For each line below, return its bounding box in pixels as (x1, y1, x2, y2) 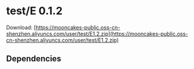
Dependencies (6, 54, 61, 64)
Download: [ (6, 24, 36, 31)
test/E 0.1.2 (6, 4, 63, 18)
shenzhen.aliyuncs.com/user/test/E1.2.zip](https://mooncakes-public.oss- (6, 30, 189, 37)
